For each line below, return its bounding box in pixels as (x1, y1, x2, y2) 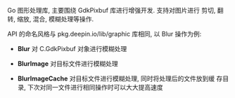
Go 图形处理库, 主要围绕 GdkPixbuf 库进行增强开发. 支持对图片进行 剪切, (7, 6, 216, 14)
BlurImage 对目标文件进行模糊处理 (17, 59, 118, 68)
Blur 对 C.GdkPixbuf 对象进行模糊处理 (17, 45, 127, 52)
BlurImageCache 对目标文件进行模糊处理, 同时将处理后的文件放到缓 (17, 74, 215, 83)
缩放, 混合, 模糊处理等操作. (16, 15, 94, 23)
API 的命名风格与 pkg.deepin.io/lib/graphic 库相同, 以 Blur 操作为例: (7, 30, 202, 38)
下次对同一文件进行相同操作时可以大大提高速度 (27, 83, 163, 91)
